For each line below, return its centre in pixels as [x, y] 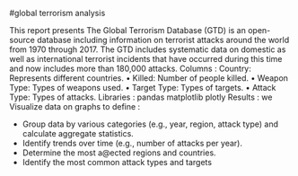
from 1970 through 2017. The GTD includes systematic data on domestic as [148, 49]
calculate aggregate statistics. [78, 133]
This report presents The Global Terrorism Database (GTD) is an [128, 30]
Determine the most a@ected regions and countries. [119, 153]
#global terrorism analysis [57, 13]
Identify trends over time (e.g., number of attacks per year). [132, 143]
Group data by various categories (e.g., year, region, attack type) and [150, 124]
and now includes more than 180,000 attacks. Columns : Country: [130, 68]
